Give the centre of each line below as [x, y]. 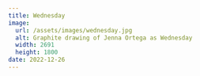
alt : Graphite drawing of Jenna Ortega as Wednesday [104, 38]
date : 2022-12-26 [37, 60]
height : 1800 [37, 52]
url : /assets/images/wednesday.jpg [74, 30]
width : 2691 [35, 45]
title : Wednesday [37, 15]
